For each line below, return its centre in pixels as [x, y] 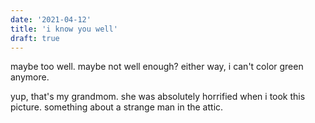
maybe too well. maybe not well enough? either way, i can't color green [157, 67]
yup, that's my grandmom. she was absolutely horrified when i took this [158, 97]
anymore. [30, 77]
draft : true [35, 38]
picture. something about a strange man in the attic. [117, 107]
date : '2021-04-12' [51, 19]
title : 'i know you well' [64, 29]
